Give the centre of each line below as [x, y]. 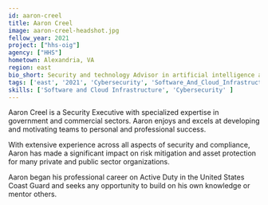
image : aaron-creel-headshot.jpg [64, 30]
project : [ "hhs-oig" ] [44, 45]
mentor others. [33, 194]
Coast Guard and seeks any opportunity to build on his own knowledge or [129, 186]
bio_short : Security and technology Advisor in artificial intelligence [132, 75]
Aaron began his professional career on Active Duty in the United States [126, 177]
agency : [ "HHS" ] [35, 53]
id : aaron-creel [35, 16]
